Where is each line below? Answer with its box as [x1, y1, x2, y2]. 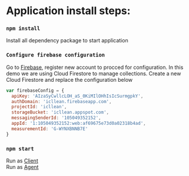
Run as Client [6, 157, 38, 164]
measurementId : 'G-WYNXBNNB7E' [11, 125, 88, 132]
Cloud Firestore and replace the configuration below [6, 76, 133, 83]
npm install [6, 25, 41, 32]
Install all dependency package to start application [6, 37, 128, 44]
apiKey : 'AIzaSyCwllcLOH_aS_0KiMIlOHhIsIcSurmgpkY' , [11, 93, 144, 99]
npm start [6, 145, 34, 152]
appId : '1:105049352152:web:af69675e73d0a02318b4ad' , [11, 121, 146, 127]
